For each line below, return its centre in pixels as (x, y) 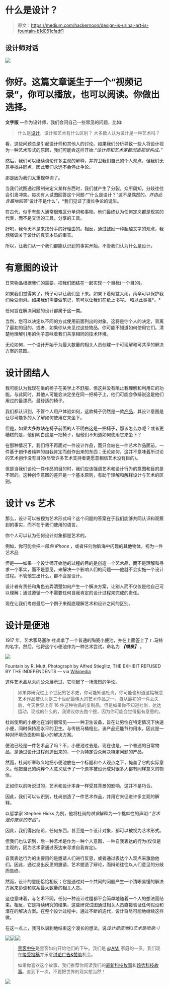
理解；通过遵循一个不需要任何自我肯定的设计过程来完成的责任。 (75, 592)
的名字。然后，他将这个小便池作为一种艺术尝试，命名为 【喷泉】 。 (75, 647)
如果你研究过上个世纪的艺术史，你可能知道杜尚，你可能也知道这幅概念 (90, 693)
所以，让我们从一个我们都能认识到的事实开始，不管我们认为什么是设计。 (80, 245)
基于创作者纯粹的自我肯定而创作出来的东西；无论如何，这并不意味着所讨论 (87, 451)
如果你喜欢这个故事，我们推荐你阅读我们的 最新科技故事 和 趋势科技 (86, 965)
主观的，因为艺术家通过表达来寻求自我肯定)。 (52, 847)
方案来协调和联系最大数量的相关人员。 (45, 888)
